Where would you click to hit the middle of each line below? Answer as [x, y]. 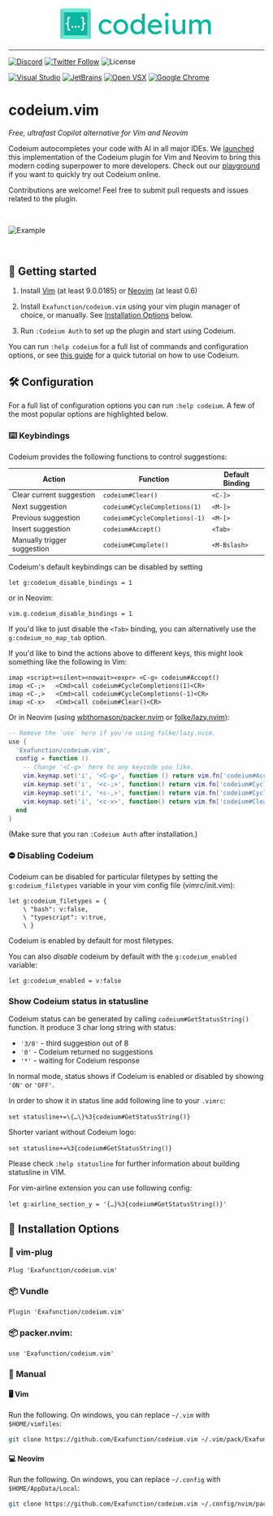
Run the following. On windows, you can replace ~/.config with [115, 1479]
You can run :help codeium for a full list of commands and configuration [129, 347]
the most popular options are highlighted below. [88, 414]
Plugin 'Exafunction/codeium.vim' [67, 1312]
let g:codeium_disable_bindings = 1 [70, 583]
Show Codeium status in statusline [78, 1001]
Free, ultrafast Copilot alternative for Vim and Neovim [98, 132]
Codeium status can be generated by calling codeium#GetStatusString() [129, 1019]
